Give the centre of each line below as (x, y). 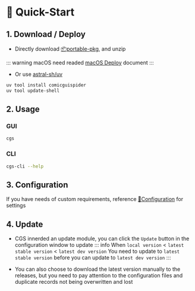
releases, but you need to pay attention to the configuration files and (99, 275)
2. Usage (23, 109)
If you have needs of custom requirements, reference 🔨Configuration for (95, 199)
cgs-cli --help (25, 166)
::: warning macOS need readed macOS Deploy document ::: (80, 63)
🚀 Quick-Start (40, 12)
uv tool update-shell (33, 91)
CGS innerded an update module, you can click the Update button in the (102, 239)
